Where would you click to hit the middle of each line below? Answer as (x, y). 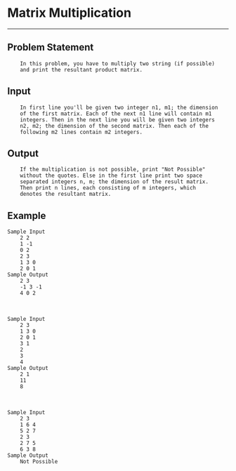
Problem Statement (51, 47)
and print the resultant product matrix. (81, 69)
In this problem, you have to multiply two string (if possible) (118, 64)
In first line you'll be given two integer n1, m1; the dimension (119, 107)
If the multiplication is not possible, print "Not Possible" (113, 170)
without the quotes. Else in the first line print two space (111, 176)
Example (27, 215)
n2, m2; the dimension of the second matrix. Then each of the (114, 126)
